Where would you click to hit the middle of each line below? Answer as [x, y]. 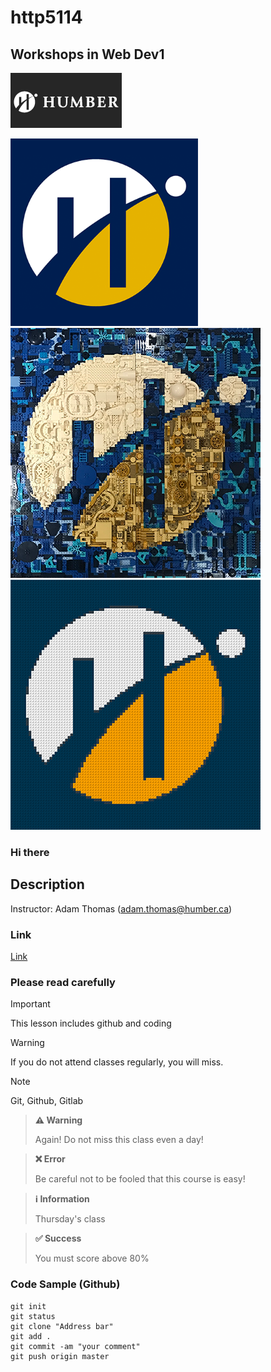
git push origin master [60, 1356]
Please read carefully [63, 982]
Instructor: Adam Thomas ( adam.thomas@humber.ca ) [121, 908]
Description [47, 884]
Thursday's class [70, 1219]
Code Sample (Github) [65, 1284]
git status [33, 1316]
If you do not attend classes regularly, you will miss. [117, 1062]
